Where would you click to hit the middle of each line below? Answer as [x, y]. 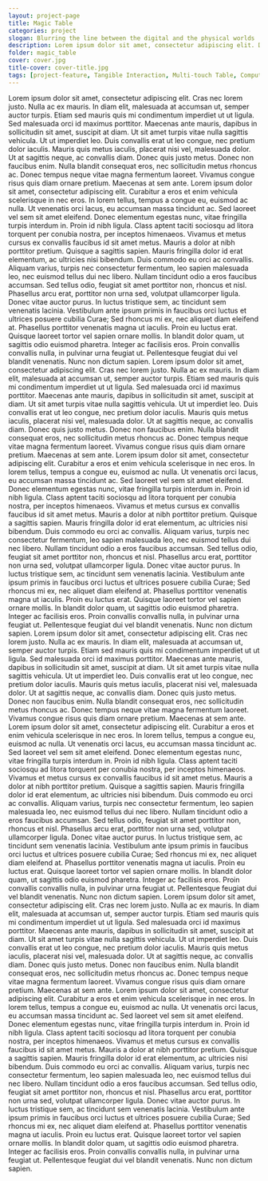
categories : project [43, 30]
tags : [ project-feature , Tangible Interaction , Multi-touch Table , [123, 75]
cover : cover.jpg [37, 61]
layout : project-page [44, 16]
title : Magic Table [41, 23]
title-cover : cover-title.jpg [59, 68]
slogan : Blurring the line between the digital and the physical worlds [132, 38]
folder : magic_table [43, 53]
